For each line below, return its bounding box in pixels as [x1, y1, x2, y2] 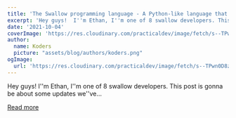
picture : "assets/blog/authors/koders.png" [13, 50, 143, 57]
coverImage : [7, 29, 42, 37]
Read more [7, 103, 39, 111]
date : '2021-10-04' [7, 23, 65, 30]
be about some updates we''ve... [7, 89, 103, 98]
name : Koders [13, 43, 52, 50]
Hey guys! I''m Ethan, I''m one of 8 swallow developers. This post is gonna [7, 81, 223, 90]
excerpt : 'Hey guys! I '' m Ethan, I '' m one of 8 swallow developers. [7, 17, 216, 24]
